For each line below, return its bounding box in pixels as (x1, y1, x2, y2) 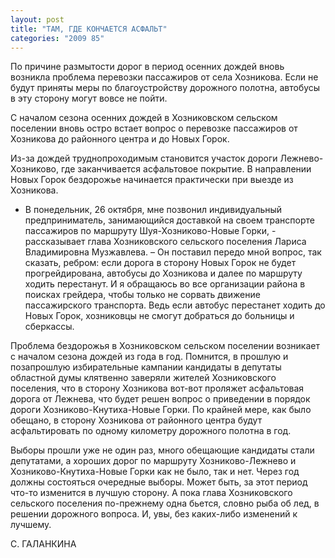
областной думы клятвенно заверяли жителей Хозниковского (10, 372, 277, 384)
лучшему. (10, 519, 52, 531)
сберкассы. (24, 321, 75, 333)
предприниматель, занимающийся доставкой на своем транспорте (24, 214, 315, 226)
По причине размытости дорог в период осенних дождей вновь (10, 61, 285, 73)
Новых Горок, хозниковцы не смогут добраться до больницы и (24, 310, 295, 322)
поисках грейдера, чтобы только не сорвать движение (24, 289, 261, 301)
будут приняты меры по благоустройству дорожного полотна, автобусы (10, 82, 321, 94)
